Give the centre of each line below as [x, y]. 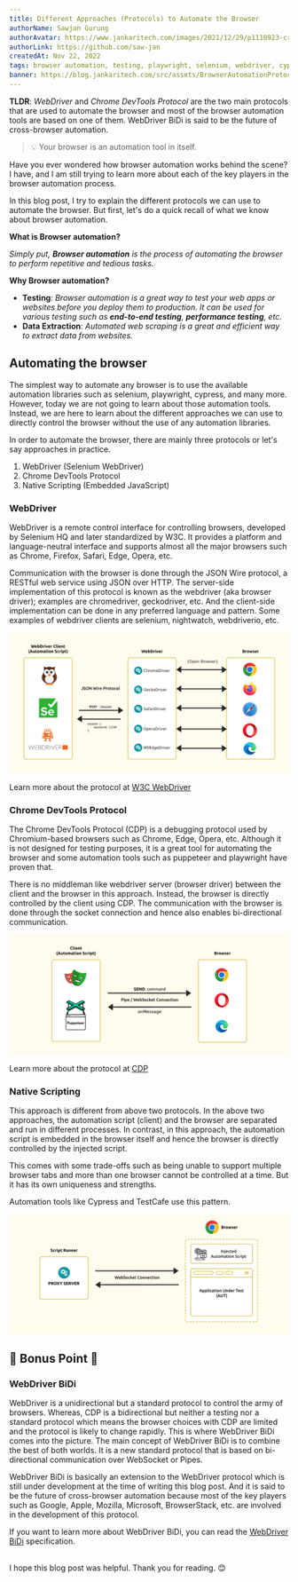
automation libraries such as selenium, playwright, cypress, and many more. [148, 394]
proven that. [31, 867]
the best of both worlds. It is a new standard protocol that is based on [136, 1451]
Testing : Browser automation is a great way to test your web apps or [149, 297]
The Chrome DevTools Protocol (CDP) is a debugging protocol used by [138, 829]
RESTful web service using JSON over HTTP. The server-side [122, 582]
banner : [24, 75]
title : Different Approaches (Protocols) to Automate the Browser [134, 19]
